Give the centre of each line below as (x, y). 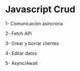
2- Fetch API (18, 33)
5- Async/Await (22, 63)
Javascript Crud (40, 9)
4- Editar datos (21, 53)
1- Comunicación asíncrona (34, 23)
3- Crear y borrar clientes (32, 43)
